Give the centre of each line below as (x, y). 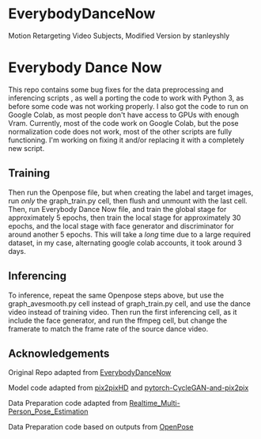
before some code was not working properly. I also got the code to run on (129, 106)
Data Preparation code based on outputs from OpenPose (101, 427)
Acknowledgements (59, 353)
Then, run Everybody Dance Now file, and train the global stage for (117, 209)
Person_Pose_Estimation (48, 411)
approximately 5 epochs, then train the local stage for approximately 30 (125, 218)
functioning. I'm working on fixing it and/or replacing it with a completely (127, 140)
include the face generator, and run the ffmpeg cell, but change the (118, 320)
